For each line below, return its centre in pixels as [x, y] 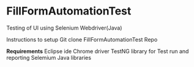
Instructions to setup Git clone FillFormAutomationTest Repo [82, 39]
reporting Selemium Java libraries [49, 57]
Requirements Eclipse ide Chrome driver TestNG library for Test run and [98, 51]
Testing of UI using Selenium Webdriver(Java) [64, 28]
